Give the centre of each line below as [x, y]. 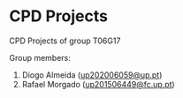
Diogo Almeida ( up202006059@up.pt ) [92, 75]
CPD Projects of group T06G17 [65, 41]
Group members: [40, 57]
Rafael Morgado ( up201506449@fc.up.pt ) [98, 84]
